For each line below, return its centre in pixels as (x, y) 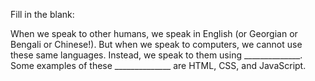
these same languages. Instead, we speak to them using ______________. (156, 55)
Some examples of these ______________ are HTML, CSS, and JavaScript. (158, 65)
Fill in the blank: (42, 14)
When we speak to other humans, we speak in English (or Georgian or (154, 33)
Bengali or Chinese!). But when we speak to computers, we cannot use (156, 44)
